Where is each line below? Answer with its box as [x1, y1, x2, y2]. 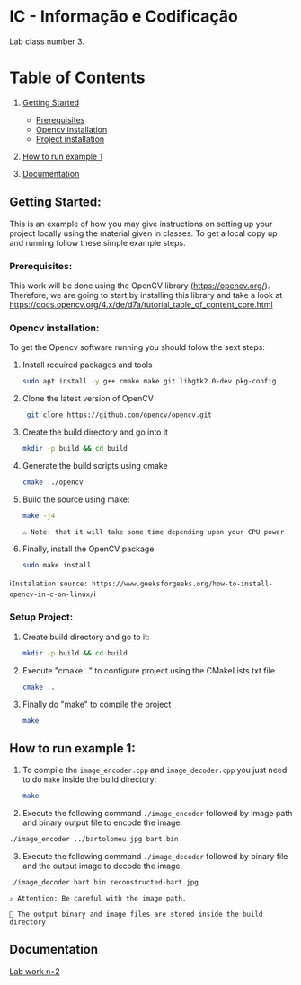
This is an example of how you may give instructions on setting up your [9, 218, 273, 229]
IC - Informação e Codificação [9, 6, 238, 27]
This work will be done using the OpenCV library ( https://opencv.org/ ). [9, 280, 270, 291]
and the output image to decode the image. [22, 860, 183, 872]
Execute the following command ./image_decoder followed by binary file [22, 851, 288, 862]
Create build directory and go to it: [22, 631, 150, 642]
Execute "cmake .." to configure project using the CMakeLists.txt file [22, 664, 276, 675]
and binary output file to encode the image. [22, 817, 183, 828]
